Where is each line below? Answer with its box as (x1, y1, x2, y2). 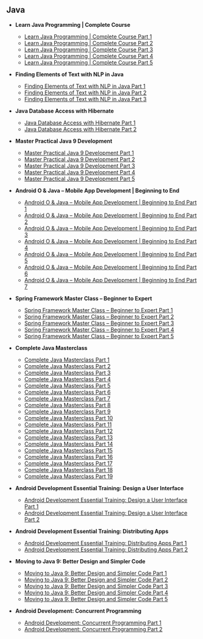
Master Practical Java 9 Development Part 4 (24, 168, 135, 176)
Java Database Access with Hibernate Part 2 (24, 125, 137, 133)
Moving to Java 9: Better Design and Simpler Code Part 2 (24, 576, 168, 583)
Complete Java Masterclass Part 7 (24, 394, 111, 402)
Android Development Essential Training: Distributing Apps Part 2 (24, 546, 188, 553)
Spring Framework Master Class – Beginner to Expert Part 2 (24, 313, 174, 320)
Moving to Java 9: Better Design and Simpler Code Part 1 (24, 569, 168, 577)
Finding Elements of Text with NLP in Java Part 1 (24, 82, 146, 90)
